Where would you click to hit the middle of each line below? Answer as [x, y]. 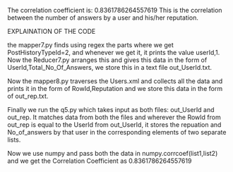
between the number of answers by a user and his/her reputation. [103, 18]
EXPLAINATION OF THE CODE [52, 31]
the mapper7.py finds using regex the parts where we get [91, 45]
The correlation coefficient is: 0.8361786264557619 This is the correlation [115, 10]
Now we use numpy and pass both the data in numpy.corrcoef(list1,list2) [113, 153]
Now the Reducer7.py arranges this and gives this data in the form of [107, 60]
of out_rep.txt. [28, 96]
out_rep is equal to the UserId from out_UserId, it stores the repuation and [114, 125]
